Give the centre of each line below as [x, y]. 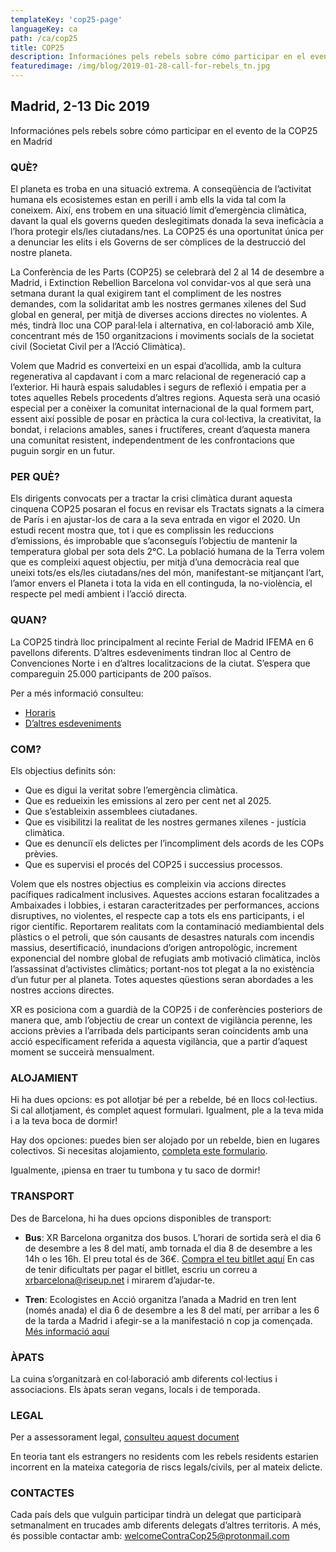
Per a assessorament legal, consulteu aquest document [125, 1437]
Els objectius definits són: [63, 770]
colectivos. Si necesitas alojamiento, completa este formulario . [139, 1151]
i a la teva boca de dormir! [64, 1121]
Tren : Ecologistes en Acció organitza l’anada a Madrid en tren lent [160, 1299]
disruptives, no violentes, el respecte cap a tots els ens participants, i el [157, 915]
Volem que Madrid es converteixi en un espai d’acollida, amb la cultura [156, 366]
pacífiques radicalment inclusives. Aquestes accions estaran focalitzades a [165, 894]
